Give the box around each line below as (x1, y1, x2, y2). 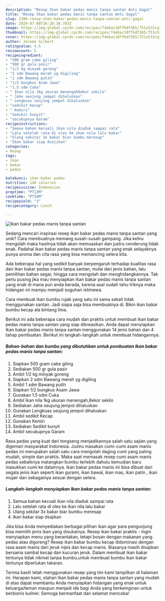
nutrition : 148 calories (5, 180, 56, 186)
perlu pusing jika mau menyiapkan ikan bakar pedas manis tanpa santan (5, 276, 151, 282)
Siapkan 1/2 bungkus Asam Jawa (12, 387, 80, 393)
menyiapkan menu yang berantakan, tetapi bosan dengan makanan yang (5, 534, 153, 540)
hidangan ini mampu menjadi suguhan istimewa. (5, 287, 103, 293)
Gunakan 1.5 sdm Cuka (12, 392, 59, 398)
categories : (5, 144, 30, 149)
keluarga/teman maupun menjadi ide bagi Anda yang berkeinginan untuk (5, 585, 152, 591)
